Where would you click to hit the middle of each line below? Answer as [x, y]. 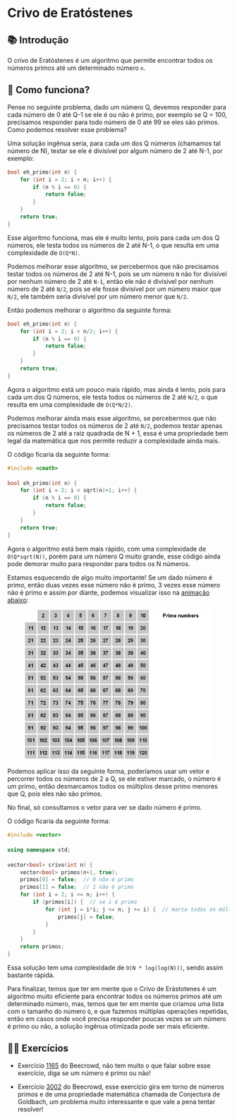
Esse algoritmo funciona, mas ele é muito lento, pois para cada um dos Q [114, 237]
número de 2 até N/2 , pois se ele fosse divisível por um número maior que [114, 289]
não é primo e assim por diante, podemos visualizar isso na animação [109, 592]
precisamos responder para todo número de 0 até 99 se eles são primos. [114, 122]
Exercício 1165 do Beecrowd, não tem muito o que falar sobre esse [114, 1065]
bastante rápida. [31, 975]
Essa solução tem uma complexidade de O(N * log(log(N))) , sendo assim [115, 968]
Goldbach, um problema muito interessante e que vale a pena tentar [116, 1101]
